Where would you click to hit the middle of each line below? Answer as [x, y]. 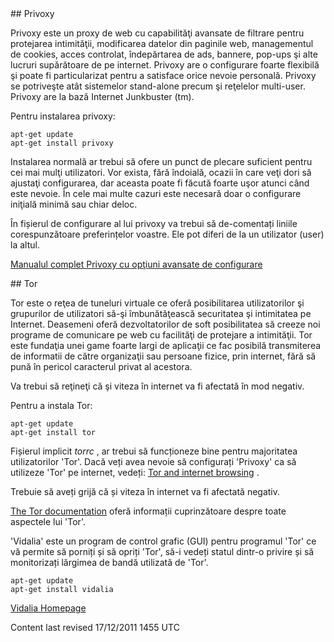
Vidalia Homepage [48, 608]
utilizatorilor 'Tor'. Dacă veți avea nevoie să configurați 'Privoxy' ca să [153, 461]
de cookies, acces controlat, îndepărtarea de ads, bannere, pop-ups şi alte [164, 54]
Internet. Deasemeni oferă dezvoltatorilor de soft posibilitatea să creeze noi [165, 324]
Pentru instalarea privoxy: [63, 116]
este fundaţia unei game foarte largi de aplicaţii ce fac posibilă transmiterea [166, 345]
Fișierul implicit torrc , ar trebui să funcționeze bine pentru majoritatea [154, 451]
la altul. [25, 245]
